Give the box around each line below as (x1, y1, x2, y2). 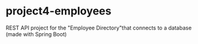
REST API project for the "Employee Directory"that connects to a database (5, 24, 192, 31)
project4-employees (5, 4, 112, 18)
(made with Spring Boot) (5, 30, 67, 37)
